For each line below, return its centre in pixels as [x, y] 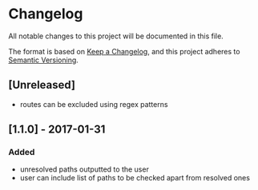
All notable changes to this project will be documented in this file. [116, 36]
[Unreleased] [42, 85]
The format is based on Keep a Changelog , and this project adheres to [124, 51]
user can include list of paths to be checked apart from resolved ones [135, 178]
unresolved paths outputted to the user [85, 169]
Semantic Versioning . [43, 60]
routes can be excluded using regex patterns [94, 104]
